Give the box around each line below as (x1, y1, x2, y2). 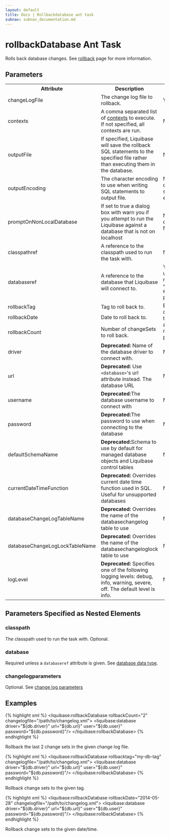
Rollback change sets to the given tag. (5, 785, 85, 791)
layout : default (5, 7, 39, 13)
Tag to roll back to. (101, 303, 145, 310)
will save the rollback (101, 142, 151, 149)
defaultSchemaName (8, 451, 58, 458)
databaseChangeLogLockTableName (8, 542, 96, 549)
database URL (101, 382, 135, 389)
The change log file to (101, 93, 153, 100)
